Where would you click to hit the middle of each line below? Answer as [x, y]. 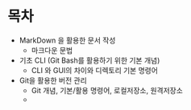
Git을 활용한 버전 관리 [53, 80]
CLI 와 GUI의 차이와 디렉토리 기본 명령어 [95, 70]
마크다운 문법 [52, 50]
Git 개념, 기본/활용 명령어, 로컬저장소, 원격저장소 [107, 90]
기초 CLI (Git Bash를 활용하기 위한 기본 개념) [89, 60]
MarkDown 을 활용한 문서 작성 [67, 40]
